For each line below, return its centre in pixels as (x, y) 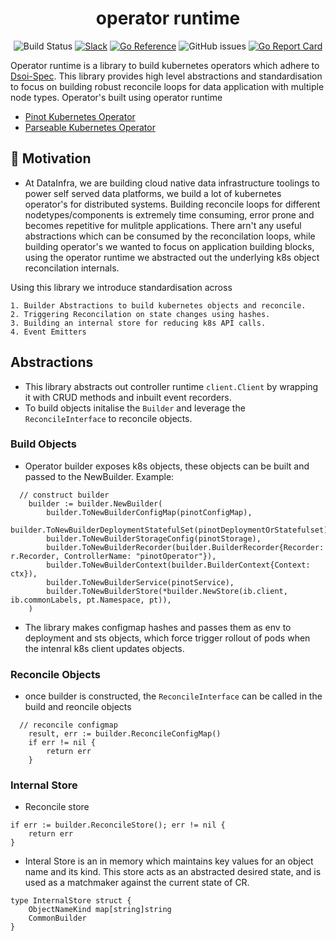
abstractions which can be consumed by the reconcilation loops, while (170, 236)
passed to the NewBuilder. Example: (99, 476)
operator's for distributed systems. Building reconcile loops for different (172, 204)
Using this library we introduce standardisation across (121, 287)
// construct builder (64, 495)
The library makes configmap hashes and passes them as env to (158, 627)
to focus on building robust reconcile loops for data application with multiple (167, 86)
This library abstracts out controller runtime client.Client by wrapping (171, 386)
